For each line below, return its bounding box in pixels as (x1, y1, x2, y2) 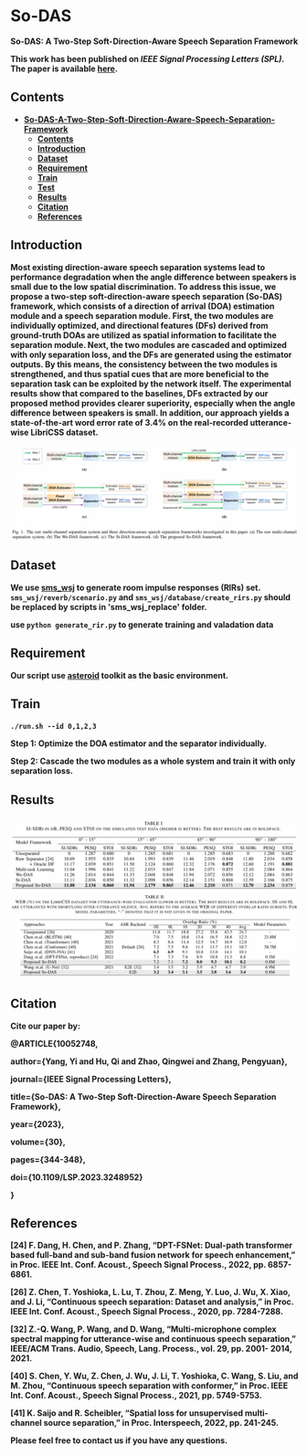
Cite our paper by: (10, 1020, 81, 1031)
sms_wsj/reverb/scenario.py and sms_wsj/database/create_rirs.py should (10, 591, 291, 603)
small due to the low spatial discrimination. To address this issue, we (10, 280, 277, 292)
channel (10, 1418, 42, 1429)
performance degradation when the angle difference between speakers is (10, 271, 297, 282)
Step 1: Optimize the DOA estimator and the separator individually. (10, 738, 268, 749)
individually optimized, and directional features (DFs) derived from (10, 320, 269, 331)
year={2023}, (10, 1118, 65, 1129)
